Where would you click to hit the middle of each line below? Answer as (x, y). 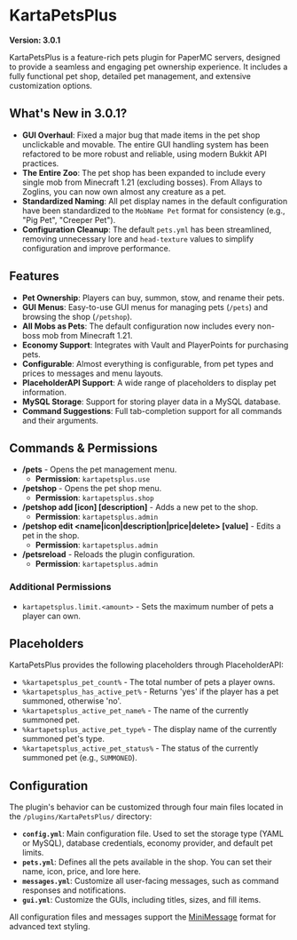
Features (34, 276)
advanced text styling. (50, 927)
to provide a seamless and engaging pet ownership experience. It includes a (148, 67)
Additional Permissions (60, 587)
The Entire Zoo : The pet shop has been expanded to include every (144, 172)
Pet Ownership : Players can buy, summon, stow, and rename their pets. (153, 298)
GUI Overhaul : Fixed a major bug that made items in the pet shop (141, 135)
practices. (40, 163)
